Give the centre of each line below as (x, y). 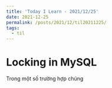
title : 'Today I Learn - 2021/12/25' (52, 11)
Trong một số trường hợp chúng (45, 79)
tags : (13, 28)
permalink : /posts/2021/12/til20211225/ (57, 22)
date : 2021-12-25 (27, 17)
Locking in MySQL (52, 62)
